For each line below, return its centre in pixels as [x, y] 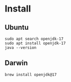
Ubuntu [17, 27]
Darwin [16, 63]
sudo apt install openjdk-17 [35, 43]
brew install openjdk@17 [31, 74]
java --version [21, 48]
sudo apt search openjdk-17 [34, 39]
